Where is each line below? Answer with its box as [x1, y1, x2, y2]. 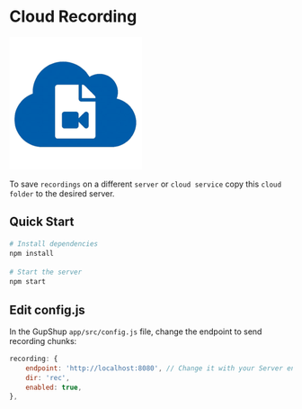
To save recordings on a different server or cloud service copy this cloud [9, 178, 281, 189]
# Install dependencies [9, 239, 99, 249]
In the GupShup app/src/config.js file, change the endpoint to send [9, 326, 262, 337]
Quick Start [9, 214, 75, 230]
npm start [9, 277, 47, 286]
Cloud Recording [9, 6, 138, 27]
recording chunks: [9, 335, 77, 346]
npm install [9, 249, 54, 258]
